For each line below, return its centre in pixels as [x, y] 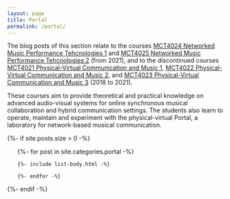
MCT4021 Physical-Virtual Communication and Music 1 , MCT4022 [101, 68]
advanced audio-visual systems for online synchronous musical [97, 103]
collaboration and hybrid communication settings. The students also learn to [115, 110]
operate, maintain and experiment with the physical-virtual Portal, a [103, 118]
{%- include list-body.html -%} [63, 165]
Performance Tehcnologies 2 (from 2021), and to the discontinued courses [113, 61]
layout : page [26, 13]
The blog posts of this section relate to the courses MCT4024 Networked [111, 46]
